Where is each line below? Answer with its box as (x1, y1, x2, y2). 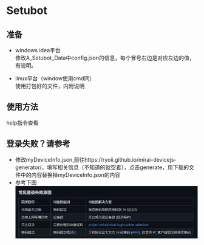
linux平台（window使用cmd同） (15, 75, 95, 82)
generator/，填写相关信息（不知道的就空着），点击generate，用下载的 (15, 164, 189, 171)
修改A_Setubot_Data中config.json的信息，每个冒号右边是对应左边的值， (15, 54, 195, 61)
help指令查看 (6, 119, 39, 126)
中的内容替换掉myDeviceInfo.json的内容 (20, 171, 120, 178)
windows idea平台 (15, 47, 61, 53)
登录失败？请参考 (6, 139, 70, 149)
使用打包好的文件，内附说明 (15, 83, 85, 89)
